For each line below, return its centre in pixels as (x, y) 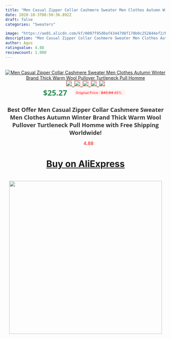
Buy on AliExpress (85, 164)
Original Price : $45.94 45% (99, 92)
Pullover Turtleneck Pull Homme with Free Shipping (85, 125)
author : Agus (19, 43)
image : (12, 34)
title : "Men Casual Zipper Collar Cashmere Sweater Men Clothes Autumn (83, 10)
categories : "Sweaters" (31, 24)
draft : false (19, 19)
